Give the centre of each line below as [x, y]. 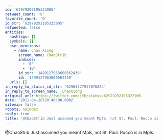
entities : [15, 32]
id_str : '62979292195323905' [35, 23]
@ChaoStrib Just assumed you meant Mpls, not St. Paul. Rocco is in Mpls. [80, 132]
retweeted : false [23, 28]
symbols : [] [22, 41]
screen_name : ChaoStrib [42, 55]
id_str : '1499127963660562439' [50, 73]
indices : [27, 60]
